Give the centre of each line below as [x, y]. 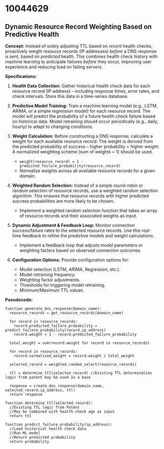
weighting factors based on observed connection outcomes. [80, 250]
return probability [29, 442]
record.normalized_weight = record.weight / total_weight [74, 356]
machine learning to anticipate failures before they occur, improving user [78, 62]
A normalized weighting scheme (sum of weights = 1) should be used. [82, 152]
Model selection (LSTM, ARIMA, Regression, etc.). [70, 269]
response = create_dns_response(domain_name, [57, 386]
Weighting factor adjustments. [50, 280]
